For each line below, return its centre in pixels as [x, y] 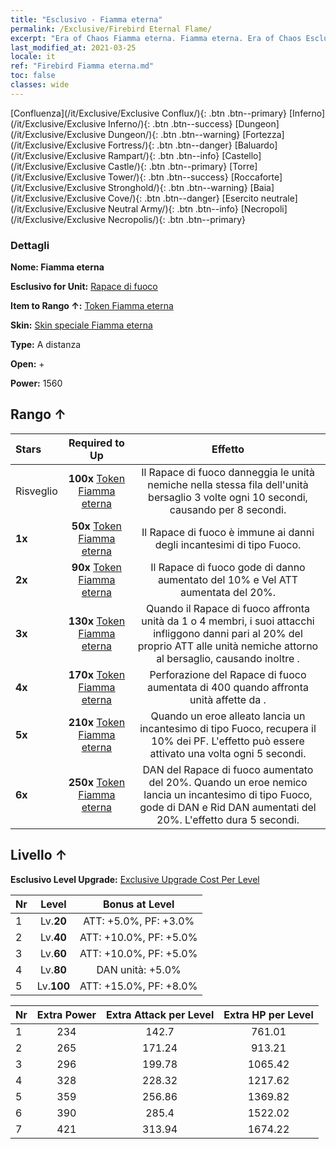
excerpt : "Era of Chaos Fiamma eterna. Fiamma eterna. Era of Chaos [156, 38]
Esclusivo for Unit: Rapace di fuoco [84, 287]
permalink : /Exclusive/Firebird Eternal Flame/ [111, 29]
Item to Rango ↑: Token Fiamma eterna [92, 306]
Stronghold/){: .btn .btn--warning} [178, 187]
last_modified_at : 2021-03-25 [73, 47]
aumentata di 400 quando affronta [228, 687]
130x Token [97, 621]
